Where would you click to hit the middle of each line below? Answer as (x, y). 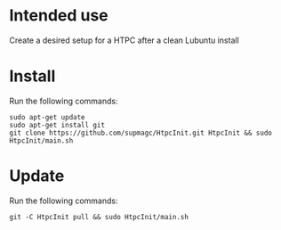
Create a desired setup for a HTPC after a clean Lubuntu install (124, 40)
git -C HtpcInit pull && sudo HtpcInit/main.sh (99, 217)
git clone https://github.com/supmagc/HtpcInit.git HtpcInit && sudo (141, 133)
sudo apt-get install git (57, 125)
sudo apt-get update (48, 117)
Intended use (59, 16)
